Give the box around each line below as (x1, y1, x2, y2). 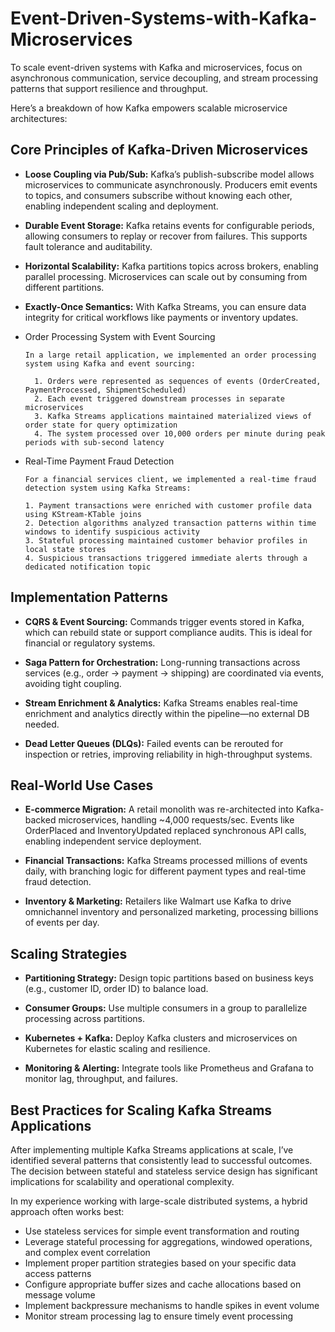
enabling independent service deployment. (24, 835, 202, 847)
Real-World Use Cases (10, 777, 154, 794)
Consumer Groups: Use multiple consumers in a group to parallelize (24, 1002, 308, 1014)
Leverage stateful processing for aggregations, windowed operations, (24, 1236, 313, 1247)
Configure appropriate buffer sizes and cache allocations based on (24, 1278, 302, 1290)
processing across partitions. (24, 1013, 146, 1025)
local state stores (24, 544, 107, 554)
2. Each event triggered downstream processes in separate (34, 393, 286, 404)
